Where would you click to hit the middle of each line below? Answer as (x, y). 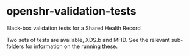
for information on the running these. (71, 46)
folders (15, 46)
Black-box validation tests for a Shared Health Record (74, 28)
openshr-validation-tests (71, 11)
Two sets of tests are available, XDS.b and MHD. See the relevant (88, 40)
